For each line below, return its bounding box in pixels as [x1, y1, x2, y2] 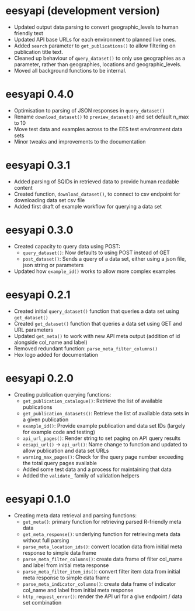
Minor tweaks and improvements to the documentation [13, 138, 146, 145]
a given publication [22, 416, 69, 423]
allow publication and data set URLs [22, 447, 109, 454]
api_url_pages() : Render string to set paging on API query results [22, 435, 181, 442]
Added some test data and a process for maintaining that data [22, 466, 172, 473]
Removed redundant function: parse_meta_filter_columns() [13, 344, 158, 352]
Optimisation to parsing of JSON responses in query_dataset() [13, 107, 165, 114]
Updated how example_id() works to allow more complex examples [13, 268, 176, 275]
